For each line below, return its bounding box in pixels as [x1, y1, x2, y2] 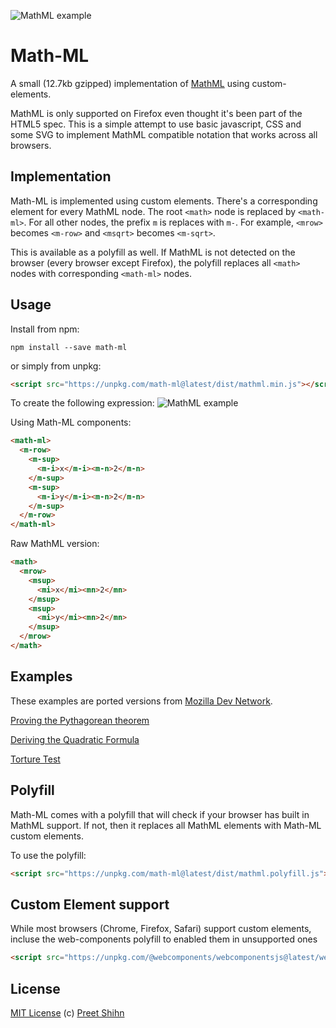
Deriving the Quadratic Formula [10, 733, 140, 745]
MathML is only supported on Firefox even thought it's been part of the [10, 107, 303, 119]
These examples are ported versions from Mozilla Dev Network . [10, 695, 273, 707]
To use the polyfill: [10, 849, 87, 861]
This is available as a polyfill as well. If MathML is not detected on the [10, 246, 296, 258]
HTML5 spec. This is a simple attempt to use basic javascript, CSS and [10, 118, 302, 130]
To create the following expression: [10, 397, 155, 409]
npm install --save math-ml [10, 342, 128, 352]
